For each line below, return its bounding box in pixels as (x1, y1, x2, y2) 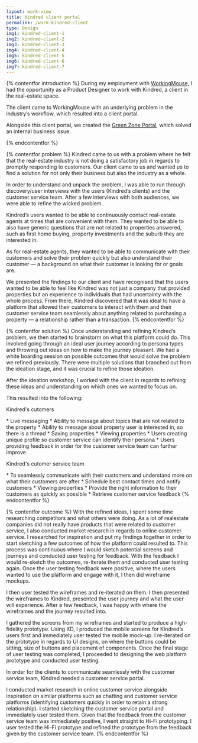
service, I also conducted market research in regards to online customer (6, 527, 182, 534)
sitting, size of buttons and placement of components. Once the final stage (6, 644, 189, 651)
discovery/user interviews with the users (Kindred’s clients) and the (6, 188, 170, 195)
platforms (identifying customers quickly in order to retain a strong (6, 699, 168, 706)
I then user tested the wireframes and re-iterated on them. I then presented (6, 589, 189, 596)
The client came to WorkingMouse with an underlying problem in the (6, 104, 173, 111)
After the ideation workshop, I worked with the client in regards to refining (6, 377, 186, 384)
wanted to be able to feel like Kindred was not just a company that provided (6, 285, 190, 292)
